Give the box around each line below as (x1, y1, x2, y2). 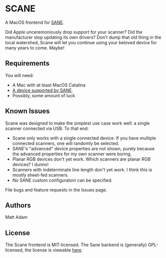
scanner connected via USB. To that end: (5, 125, 89, 131)
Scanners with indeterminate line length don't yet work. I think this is (12, 167, 153, 173)
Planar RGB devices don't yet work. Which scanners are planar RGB (12, 156, 151, 162)
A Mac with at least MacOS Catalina (12, 82, 86, 88)
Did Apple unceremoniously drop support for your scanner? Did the (5, 29, 143, 35)
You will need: (5, 72, 34, 78)
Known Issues (5, 107, 50, 116)
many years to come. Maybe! (5, 45, 64, 51)
